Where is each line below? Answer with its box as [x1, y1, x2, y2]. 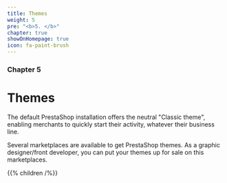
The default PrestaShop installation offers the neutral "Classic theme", [7, 113, 206, 121]
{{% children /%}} [7, 169, 58, 177]
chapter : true [7, 29, 48, 36]
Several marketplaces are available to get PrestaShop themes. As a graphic [7, 140, 220, 149]
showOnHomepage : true [7, 36, 69, 43]
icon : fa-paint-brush [7, 42, 69, 49]
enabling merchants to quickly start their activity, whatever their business [7, 120, 215, 128]
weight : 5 [7, 17, 36, 23]
